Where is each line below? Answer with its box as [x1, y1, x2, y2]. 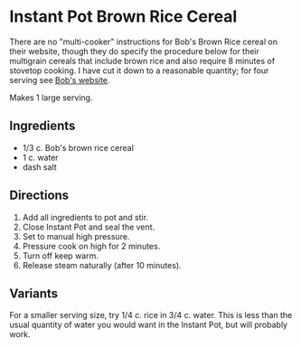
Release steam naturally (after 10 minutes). [22, 259, 183, 270]
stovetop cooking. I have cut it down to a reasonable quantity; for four [9, 65, 269, 76]
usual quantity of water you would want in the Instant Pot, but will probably [9, 319, 287, 331]
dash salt [22, 161, 57, 173]
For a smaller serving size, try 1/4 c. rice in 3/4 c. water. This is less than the [9, 310, 293, 321]
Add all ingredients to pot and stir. [22, 211, 149, 222]
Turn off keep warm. [22, 250, 99, 261]
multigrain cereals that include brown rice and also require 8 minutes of [9, 55, 276, 66]
